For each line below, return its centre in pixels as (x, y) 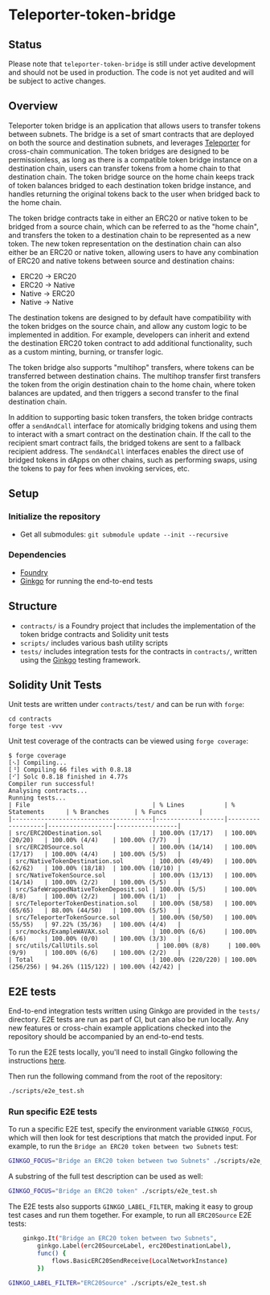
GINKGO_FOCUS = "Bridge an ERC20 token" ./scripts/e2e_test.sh (113, 1191)
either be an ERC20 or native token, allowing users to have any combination (133, 252)
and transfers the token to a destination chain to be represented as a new (130, 235)
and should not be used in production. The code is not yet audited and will (131, 72)
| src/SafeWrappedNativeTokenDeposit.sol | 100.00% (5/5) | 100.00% (133, 890)
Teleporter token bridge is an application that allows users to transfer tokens (135, 125)
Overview (33, 106)
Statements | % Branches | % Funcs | (106, 812)
